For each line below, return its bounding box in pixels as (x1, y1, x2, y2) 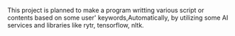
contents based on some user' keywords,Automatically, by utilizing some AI (7, 13, 229, 22)
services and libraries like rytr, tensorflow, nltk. (7, 21, 144, 29)
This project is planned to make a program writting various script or (7, 6, 204, 14)
